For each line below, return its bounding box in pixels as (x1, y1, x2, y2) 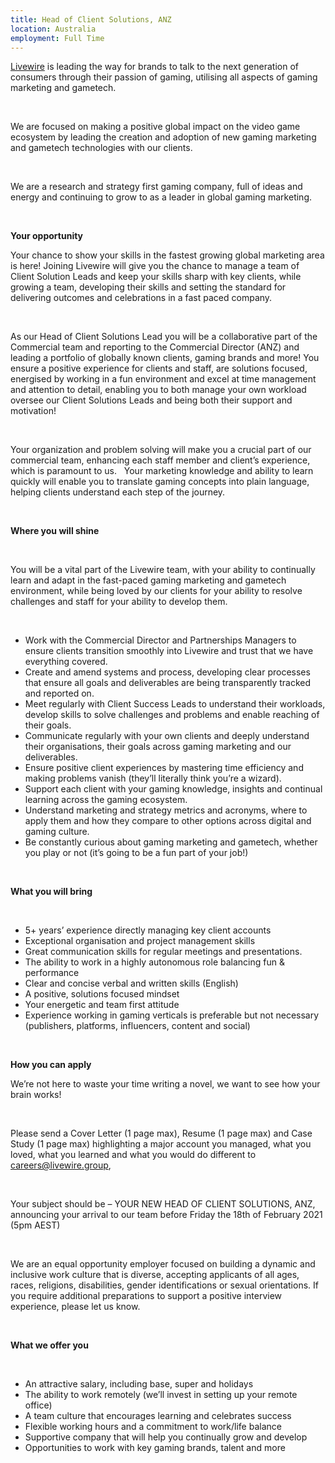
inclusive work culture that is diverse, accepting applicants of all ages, (10, 1269, 300, 1281)
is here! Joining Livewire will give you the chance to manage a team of (10, 260, 300, 272)
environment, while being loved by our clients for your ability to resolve (10, 585, 303, 597)
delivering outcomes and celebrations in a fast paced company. (10, 292, 273, 304)
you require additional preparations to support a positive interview (10, 1290, 283, 1302)
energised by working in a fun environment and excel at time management (10, 373, 317, 385)
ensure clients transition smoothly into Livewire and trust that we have (24, 645, 314, 657)
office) (24, 1399, 53, 1411)
